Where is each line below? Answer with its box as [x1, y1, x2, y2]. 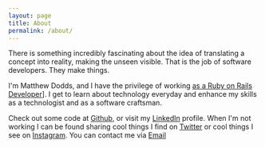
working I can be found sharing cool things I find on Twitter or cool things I [8, 122, 254, 132]
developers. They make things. [8, 66, 110, 75]
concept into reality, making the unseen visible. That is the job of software [8, 57, 251, 66]
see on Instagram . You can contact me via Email [8, 130, 166, 140]
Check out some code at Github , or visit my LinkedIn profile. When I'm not [8, 114, 251, 123]
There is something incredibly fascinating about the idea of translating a [8, 49, 245, 58]
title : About [8, 19, 52, 27]
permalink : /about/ [8, 26, 73, 34]
